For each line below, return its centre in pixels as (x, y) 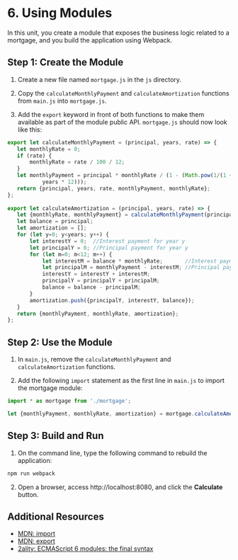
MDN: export (36, 541)
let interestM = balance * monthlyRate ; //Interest (130, 261)
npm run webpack (31, 473)
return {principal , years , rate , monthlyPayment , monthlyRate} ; (114, 188)
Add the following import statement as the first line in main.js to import (121, 381)
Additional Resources (56, 516)
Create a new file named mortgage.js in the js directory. (100, 79)
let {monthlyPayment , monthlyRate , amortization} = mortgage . (101, 413)
